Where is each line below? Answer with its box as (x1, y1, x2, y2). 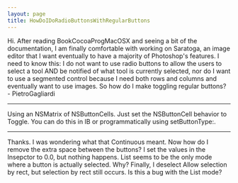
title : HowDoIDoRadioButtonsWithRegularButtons (7, 17, 151, 24)
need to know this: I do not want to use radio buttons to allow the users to (7, 59, 222, 67)
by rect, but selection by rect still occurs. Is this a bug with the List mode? (7, 167, 222, 176)
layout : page (7, 10, 46, 18)
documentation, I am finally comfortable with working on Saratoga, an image (7, 44, 230, 52)
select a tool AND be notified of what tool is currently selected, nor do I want (7, 67, 231, 75)
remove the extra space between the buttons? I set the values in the (7, 145, 206, 153)
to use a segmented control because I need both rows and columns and (7, 74, 217, 82)
